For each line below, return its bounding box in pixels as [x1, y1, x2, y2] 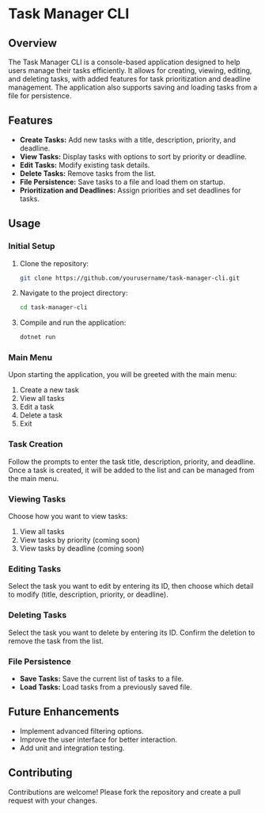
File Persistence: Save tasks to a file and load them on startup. [19, 177, 225, 186]
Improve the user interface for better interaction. [19, 735, 178, 744]
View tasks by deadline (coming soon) [19, 544, 145, 553]
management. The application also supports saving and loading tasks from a [8, 82, 258, 92]
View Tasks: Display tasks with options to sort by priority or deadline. [19, 151, 248, 161]
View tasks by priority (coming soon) [19, 536, 140, 545]
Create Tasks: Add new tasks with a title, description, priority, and [19, 135, 236, 144]
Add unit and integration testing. [19, 742, 125, 753]
